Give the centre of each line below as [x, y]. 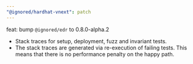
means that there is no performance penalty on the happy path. [95, 54]
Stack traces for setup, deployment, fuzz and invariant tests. [91, 41]
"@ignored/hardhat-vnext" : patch [49, 12]
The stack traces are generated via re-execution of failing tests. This [101, 48]
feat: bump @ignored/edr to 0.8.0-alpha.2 [58, 29]
